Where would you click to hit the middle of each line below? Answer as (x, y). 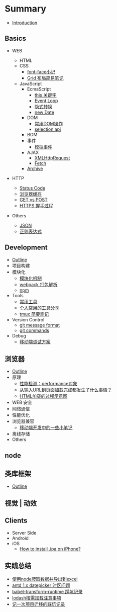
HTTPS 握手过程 (36, 205)
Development (26, 248)
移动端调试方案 (35, 341)
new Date (44, 112)
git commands (34, 330)
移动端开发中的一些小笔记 (46, 427)
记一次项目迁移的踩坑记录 (38, 604)
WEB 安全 (22, 402)
